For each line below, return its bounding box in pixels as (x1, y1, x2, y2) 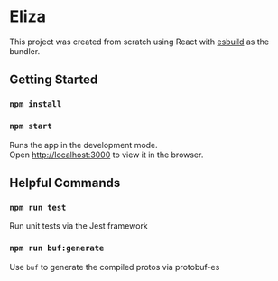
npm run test (9, 201, 67, 212)
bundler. (9, 45, 41, 56)
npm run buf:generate (9, 243, 105, 254)
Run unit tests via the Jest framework (9, 220, 149, 231)
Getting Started (9, 72, 98, 88)
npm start (9, 121, 52, 132)
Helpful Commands (9, 174, 121, 191)
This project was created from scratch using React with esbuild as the (9, 36, 269, 47)
